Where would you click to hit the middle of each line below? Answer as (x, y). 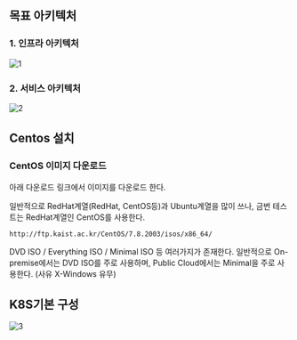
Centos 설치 (42, 138)
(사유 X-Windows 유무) (76, 273)
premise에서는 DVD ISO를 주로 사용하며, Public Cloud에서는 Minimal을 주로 (142, 263)
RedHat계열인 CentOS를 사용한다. (85, 217)
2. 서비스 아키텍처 (45, 88)
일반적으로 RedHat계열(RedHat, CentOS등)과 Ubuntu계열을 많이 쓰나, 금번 (140, 206)
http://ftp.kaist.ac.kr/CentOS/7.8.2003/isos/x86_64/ (111, 234)
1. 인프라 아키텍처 (44, 44)
